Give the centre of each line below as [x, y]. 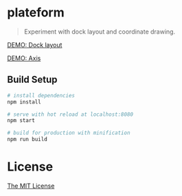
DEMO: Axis [24, 58]
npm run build [27, 139]
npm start [21, 121]
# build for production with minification [69, 133]
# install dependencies [41, 95]
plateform [36, 13]
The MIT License [31, 186]
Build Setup [32, 80]
